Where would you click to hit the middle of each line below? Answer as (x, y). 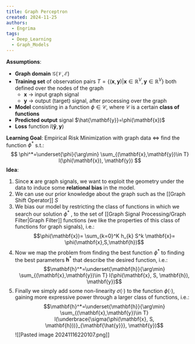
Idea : (12, 170)
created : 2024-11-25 (32, 17)
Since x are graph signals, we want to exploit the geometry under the (99, 181)
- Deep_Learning (32, 39)
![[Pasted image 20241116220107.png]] (62, 335)
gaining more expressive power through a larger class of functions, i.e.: (102, 297)
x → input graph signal (51, 94)
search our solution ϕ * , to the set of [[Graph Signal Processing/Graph (100, 213)
